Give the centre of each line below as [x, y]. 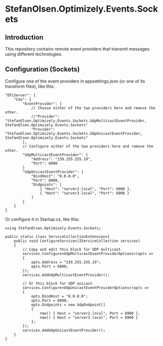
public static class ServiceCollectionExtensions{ [57, 237]
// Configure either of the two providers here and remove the [88, 146]
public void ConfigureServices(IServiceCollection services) [77, 241]
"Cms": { [23, 99]
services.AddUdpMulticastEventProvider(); [66, 275]
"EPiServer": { [20, 95]
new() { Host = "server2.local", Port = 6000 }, [90, 313]
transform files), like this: [30, 86]
